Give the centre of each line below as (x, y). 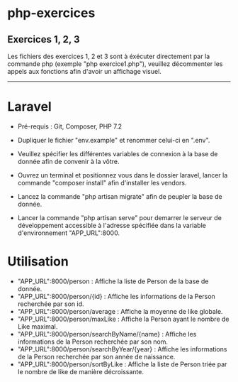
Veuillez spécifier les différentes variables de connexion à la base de (118, 153)
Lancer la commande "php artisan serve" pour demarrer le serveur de (119, 217)
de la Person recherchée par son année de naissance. (96, 356)
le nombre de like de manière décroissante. (80, 371)
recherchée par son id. (51, 304)
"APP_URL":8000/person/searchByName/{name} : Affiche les (107, 334)
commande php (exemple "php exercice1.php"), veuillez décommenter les (115, 64)
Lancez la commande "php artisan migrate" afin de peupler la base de (120, 196)
